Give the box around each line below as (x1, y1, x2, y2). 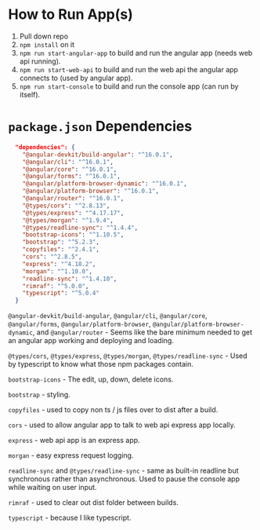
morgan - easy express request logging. (8, 451, 134, 460)
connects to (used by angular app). (19, 73, 133, 82)
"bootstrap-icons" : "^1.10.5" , (22, 231, 125, 239)
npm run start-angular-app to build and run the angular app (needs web (19, 48, 253, 57)
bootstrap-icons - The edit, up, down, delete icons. (8, 375, 174, 384)
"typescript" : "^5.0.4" (22, 289, 100, 298)
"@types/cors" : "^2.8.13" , (22, 202, 110, 210)
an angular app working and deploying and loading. (8, 336, 175, 345)
